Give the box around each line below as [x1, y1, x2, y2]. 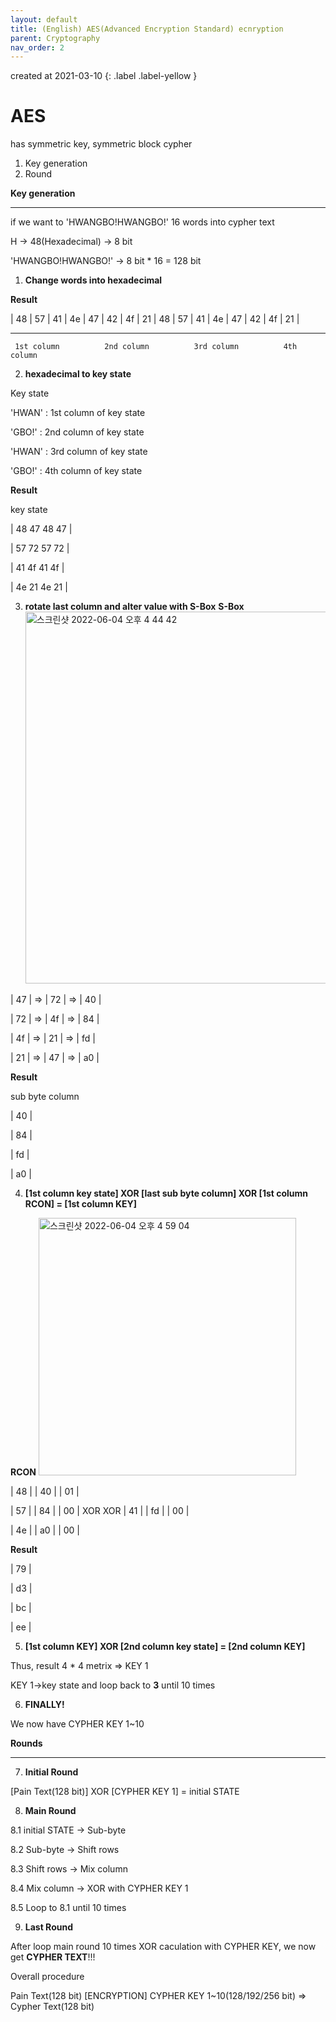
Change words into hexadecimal [24, 274, 163, 286]
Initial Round [24, 1766, 79, 1778]
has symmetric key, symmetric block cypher [10, 138, 193, 150]
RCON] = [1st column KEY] [24, 1198, 138, 1210]
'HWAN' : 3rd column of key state [10, 446, 148, 458]
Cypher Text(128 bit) [10, 2001, 95, 2013]
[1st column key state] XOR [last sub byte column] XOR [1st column [24, 1187, 309, 1200]
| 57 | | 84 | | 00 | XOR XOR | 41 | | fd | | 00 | [10, 1505, 190, 1517]
